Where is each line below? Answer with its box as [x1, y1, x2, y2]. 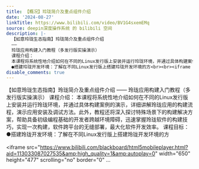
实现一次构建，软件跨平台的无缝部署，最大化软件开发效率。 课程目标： [16, 123, 190, 130]
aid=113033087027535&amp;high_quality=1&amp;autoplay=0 [6, 150, 156, 157]
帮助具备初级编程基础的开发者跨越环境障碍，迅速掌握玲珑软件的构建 [16, 116, 182, 123]
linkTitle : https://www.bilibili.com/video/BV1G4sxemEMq [6, 20, 150, 25]
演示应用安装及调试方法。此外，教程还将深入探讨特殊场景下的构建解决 [16, 109, 188, 116]
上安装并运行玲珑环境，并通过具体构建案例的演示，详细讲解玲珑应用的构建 [6, 101, 188, 109]
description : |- [6, 31, 46, 37]
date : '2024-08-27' [6, 14, 54, 20]
